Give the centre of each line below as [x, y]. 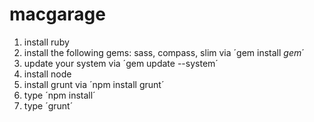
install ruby [46, 42]
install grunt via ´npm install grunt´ [94, 84]
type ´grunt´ [48, 105]
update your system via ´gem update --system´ [121, 63]
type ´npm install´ [59, 95]
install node [47, 74]
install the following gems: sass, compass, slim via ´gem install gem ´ [164, 52]
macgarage [57, 14]
